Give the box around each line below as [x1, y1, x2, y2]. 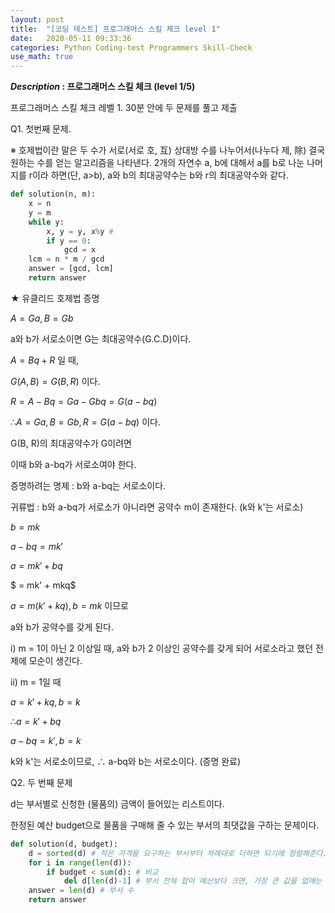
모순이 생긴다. [28, 654, 83, 666]
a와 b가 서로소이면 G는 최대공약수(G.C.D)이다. [10, 332, 192, 345]
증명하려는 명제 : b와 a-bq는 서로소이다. [10, 479, 167, 491]
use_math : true [10, 52, 74, 62]
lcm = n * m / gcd [28, 254, 105, 265]
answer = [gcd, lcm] [28, 264, 114, 274]
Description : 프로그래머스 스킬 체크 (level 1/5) [10, 81, 196, 93]
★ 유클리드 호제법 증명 [10, 292, 100, 304]
